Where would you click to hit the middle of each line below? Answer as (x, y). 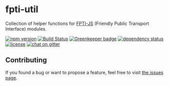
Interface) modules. (26, 28)
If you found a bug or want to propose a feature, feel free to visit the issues (84, 72)
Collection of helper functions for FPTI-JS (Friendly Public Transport (77, 23)
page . (12, 78)
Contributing (26, 60)
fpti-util (22, 9)
